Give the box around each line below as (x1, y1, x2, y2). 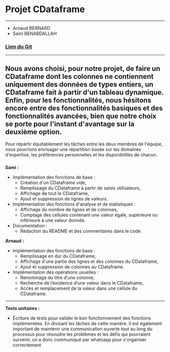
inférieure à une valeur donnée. (20, 217, 86, 223)
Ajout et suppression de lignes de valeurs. (20, 195, 108, 202)
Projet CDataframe (5, 4, 85, 15)
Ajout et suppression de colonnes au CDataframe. (20, 263, 124, 269)
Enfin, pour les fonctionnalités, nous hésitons (5, 96, 152, 104)
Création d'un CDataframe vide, (20, 179, 87, 185)
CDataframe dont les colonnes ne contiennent (5, 72, 154, 81)
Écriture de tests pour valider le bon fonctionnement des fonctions (12, 315, 151, 321)
